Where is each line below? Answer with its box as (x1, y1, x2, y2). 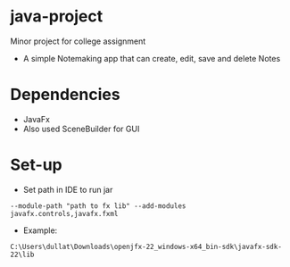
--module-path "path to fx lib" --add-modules (10, 201, 186, 211)
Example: (22, 225, 58, 236)
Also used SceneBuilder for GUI (22, 123, 140, 134)
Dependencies (10, 85, 120, 104)
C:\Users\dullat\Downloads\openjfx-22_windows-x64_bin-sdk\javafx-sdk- (10, 242, 282, 251)
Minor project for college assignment (10, 36, 146, 46)
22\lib (10, 250, 35, 259)
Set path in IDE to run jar (22, 184, 113, 195)
